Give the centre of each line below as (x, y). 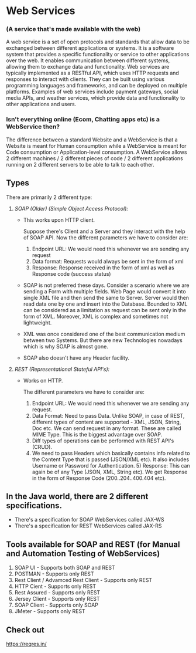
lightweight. (37, 322)
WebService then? (33, 127)
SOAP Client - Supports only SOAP (56, 605)
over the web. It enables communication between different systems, (88, 60)
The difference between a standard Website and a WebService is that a (92, 140)
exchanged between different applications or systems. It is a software (90, 48)
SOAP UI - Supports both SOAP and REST (65, 568)
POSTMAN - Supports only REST (54, 574)
